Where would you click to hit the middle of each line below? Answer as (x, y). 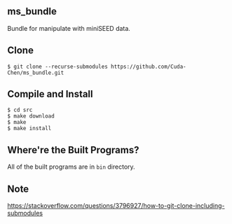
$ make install (29, 129)
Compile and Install (50, 94)
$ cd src (20, 110)
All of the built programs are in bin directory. (71, 167)
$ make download (31, 116)
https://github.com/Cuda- (149, 66)
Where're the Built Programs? (73, 150)
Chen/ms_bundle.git (36, 73)
